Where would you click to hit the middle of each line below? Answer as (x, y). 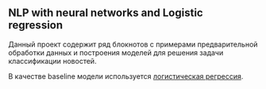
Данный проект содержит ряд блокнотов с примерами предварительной (133, 44)
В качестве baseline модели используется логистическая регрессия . (126, 76)
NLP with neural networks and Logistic (106, 13)
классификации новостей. (52, 61)
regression (36, 26)
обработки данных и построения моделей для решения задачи (116, 52)
